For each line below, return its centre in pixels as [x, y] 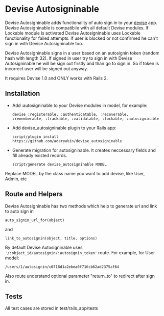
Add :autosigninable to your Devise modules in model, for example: [80, 105]
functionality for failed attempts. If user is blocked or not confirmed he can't [82, 38]
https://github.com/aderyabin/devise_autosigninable [67, 141]
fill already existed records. [39, 155]
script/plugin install [35, 137]
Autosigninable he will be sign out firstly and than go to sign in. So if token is [82, 63]
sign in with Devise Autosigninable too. [44, 43]
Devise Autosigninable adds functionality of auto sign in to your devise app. [81, 23]
